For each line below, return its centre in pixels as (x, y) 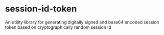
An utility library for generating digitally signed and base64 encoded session (82, 22)
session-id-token (41, 9)
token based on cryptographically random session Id (58, 27)
